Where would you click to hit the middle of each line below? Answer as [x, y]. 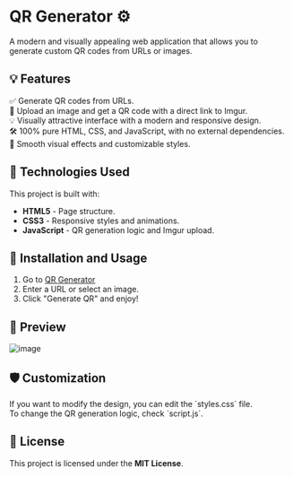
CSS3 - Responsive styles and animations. [101, 221]
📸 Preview [38, 327]
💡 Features [40, 79]
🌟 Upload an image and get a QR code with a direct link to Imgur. [129, 110]
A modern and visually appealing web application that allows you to [134, 41]
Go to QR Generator [59, 280]
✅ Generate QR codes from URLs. [72, 100]
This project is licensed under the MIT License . [96, 463]
